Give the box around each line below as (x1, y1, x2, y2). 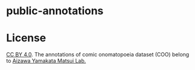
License (6, 31, 47, 45)
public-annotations (6, 4, 104, 18)
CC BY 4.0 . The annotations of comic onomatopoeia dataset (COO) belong (6, 51, 190, 58)
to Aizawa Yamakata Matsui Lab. (6, 58, 86, 65)
